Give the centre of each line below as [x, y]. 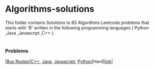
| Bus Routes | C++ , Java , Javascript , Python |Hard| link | [59, 62]
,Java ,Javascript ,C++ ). [30, 33]
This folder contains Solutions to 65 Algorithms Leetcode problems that [77, 23]
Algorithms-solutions [50, 9]
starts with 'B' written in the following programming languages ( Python [77, 27]
